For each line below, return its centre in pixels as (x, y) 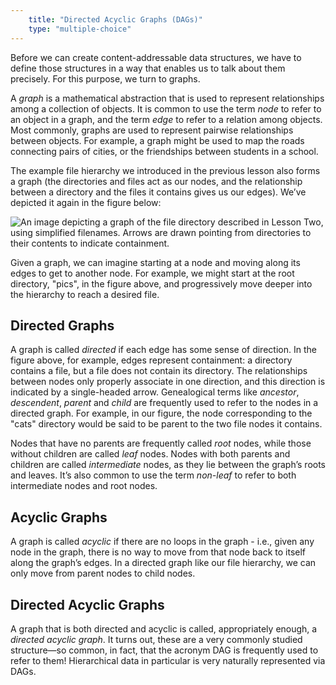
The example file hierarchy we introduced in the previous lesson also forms (165, 170)
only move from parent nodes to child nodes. (103, 573)
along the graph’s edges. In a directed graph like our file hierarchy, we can (163, 563)
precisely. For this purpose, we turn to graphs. (105, 78)
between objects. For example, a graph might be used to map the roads (157, 140)
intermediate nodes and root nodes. (84, 486)
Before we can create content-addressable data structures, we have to (156, 57)
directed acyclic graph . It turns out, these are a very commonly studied (156, 639)
